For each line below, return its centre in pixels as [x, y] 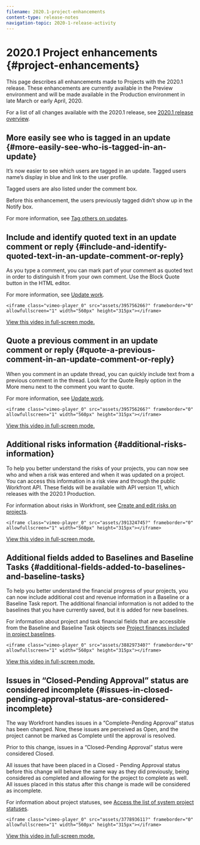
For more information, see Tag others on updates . [67, 219]
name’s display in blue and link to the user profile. [67, 177]
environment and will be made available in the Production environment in [96, 95]
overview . [18, 119]
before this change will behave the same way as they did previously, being [98, 772]
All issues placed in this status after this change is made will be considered [98, 785]
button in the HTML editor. [39, 283]
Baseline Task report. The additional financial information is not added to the [100, 604]
